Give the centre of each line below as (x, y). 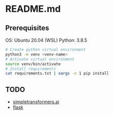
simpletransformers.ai (36, 102)
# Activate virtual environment (40, 59)
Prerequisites (27, 28)
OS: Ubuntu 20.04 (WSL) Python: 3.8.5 (46, 40)
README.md (33, 9)
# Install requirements (31, 69)
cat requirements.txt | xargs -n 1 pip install (57, 73)
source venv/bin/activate (33, 64)
